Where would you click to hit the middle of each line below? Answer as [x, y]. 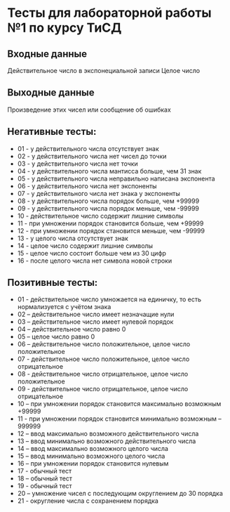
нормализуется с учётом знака [64, 307]
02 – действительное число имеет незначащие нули [96, 315]
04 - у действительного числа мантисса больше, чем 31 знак [109, 171]
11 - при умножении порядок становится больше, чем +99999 [110, 223]
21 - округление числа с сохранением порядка [88, 501]
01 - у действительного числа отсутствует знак [88, 148]
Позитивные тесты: [53, 283]
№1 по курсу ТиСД [65, 28]
